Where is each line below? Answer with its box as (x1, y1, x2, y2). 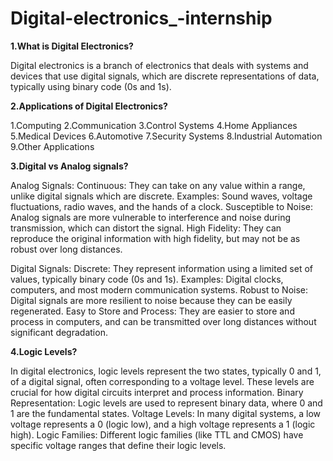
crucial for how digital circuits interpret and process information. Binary (10, 386, 304, 398)
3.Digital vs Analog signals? (10, 160, 129, 172)
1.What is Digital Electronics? (10, 40, 134, 52)
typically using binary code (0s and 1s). (10, 80, 172, 92)
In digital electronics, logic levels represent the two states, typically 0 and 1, (10, 365, 322, 377)
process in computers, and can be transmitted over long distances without (10, 315, 317, 327)
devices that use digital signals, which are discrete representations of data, (10, 70, 320, 82)
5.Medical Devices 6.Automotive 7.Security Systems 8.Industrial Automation (10, 130, 323, 142)
